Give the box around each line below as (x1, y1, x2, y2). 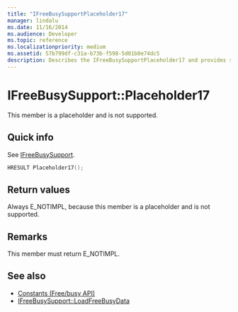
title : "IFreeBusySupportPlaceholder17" (7, 10, 129, 18)
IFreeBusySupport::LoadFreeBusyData (17, 296, 130, 305)
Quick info (7, 131, 55, 144)
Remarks (7, 230, 48, 242)
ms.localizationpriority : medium (7, 43, 106, 50)
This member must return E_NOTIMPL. (7, 249, 120, 258)
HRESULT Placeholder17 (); (7, 164, 84, 171)
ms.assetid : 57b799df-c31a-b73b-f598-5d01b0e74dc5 (7, 50, 160, 58)
